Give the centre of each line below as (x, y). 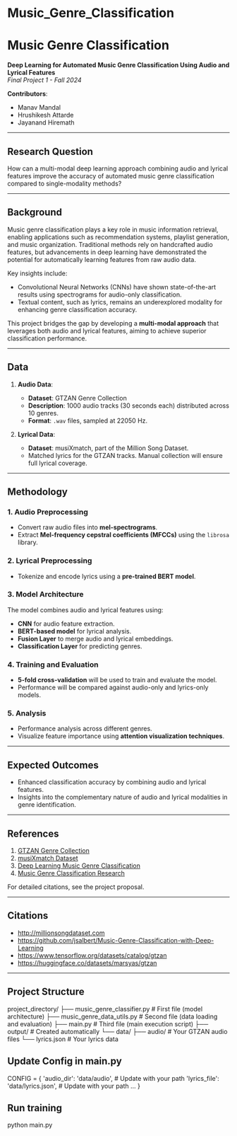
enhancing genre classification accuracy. (77, 309)
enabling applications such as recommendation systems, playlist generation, (118, 237)
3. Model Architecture (45, 595)
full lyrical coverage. (58, 463)
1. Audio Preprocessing (48, 512)
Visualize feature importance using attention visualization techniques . (121, 736)
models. (29, 695)
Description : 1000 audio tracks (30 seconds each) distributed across (128, 406)
